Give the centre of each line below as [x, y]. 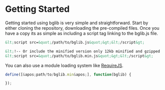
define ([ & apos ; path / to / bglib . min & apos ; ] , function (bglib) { [68, 74]
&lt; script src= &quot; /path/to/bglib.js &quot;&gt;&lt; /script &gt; [75, 42]
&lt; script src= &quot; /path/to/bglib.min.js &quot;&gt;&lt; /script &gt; [79, 56]
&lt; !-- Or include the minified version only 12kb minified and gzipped [83, 51]
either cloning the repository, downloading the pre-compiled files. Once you [82, 28]
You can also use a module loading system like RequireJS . [64, 65]
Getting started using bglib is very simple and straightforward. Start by [77, 23]
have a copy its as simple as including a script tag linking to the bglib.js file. [82, 33]
